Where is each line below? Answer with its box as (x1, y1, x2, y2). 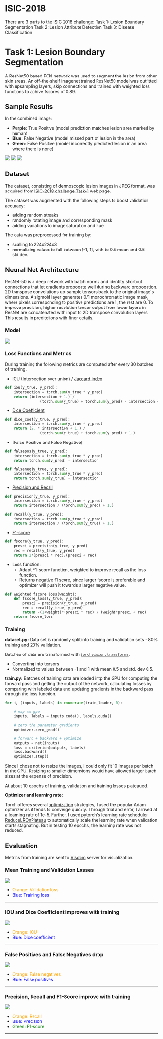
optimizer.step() (14, 754, 49, 759)
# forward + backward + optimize (14, 736, 81, 741)
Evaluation (5, 842, 38, 850)
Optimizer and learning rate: (5, 792, 63, 798)
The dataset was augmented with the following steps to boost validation (5, 197, 149, 203)
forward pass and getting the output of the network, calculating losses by (5, 681, 152, 687)
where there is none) (12, 146, 54, 152)
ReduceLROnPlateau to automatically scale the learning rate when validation (5, 817, 158, 823)
